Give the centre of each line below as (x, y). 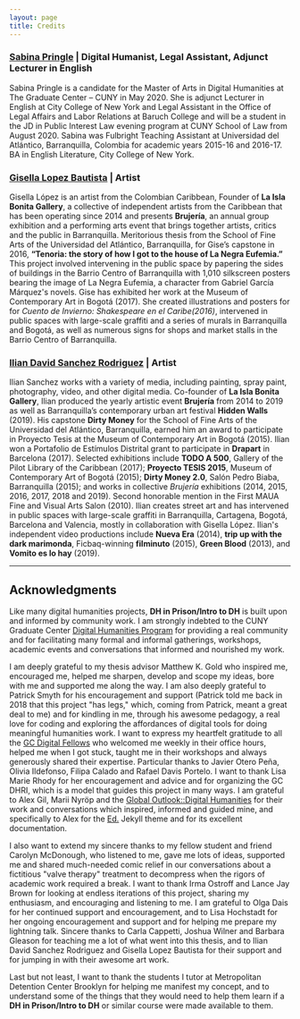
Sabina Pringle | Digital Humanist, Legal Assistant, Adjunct (139, 57)
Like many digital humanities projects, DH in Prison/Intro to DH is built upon (148, 611)
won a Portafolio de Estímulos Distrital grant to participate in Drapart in (140, 449)
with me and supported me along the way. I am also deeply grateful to (137, 686)
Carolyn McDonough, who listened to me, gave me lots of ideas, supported (147, 855)
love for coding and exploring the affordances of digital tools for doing (138, 724)
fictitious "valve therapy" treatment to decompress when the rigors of (137, 874)
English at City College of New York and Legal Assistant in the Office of (141, 106)
